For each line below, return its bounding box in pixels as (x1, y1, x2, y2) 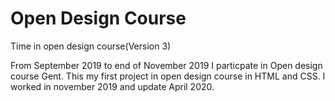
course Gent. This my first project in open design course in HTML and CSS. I (10, 70, 326, 82)
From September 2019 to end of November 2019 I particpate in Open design (10, 59, 323, 71)
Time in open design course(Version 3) (10, 40, 172, 52)
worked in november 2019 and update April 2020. (10, 80, 215, 92)
